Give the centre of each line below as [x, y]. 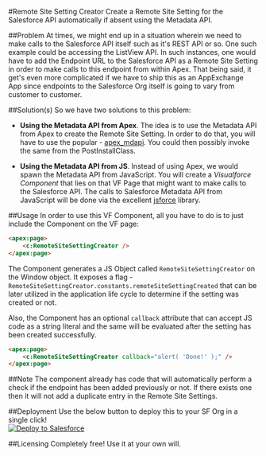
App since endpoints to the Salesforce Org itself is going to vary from [121, 86]
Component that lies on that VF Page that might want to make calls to [133, 183]
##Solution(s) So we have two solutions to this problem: [100, 110]
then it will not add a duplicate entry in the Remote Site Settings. [113, 396]
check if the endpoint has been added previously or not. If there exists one [130, 388]
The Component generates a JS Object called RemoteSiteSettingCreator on [132, 268]
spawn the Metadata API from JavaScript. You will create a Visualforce [135, 175]
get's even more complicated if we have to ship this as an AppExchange [126, 78]
